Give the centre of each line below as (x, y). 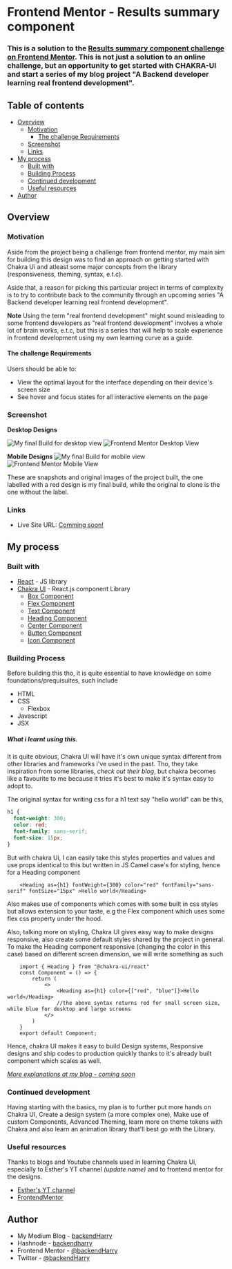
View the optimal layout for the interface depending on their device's (115, 382)
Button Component (54, 633)
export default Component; (58, 1033)
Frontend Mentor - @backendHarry (67, 1251)
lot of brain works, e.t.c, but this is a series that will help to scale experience (115, 330)
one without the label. (38, 492)
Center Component (55, 626)
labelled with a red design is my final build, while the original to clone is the (114, 485)
